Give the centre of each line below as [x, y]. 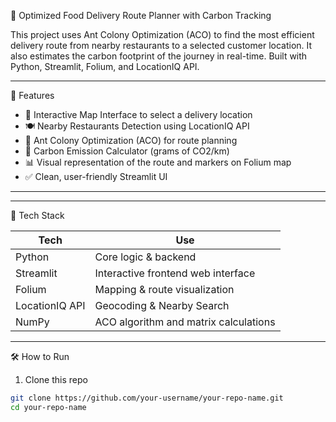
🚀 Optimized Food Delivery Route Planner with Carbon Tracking [141, 15]
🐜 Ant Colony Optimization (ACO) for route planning [131, 140]
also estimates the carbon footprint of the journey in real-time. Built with [159, 56]
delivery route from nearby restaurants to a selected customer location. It [161, 45]
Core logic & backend [145, 257]
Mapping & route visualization [164, 289]
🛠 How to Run [40, 356]
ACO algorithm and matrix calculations [185, 322]
